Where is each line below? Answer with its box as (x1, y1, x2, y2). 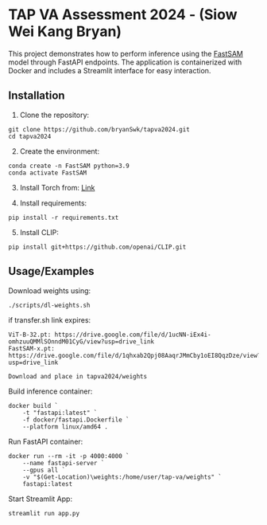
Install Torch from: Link (19, 182, 95, 192)
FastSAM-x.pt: (8, 344, 56, 352)
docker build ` (8, 402, 59, 409)
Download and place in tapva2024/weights (8, 372, 148, 380)
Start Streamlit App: (8, 494, 73, 503)
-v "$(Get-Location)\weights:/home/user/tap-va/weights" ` (22, 472, 222, 481)
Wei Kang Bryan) (8, 22, 122, 41)
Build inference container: (8, 386, 93, 396)
